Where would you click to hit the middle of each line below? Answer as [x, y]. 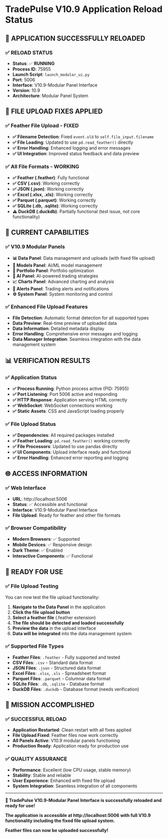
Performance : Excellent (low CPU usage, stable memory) [71, 770]
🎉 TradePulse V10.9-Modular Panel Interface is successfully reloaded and [83, 800]
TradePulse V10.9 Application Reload [84, 9]
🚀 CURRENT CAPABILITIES [47, 233]
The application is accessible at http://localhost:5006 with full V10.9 [78, 815]
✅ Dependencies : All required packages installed [63, 435]
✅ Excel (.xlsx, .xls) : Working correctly [52, 194]
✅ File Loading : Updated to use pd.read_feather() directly [73, 142]
